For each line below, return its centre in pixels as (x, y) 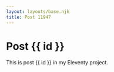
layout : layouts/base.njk (38, 12)
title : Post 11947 (28, 17)
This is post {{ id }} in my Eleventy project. (57, 63)
